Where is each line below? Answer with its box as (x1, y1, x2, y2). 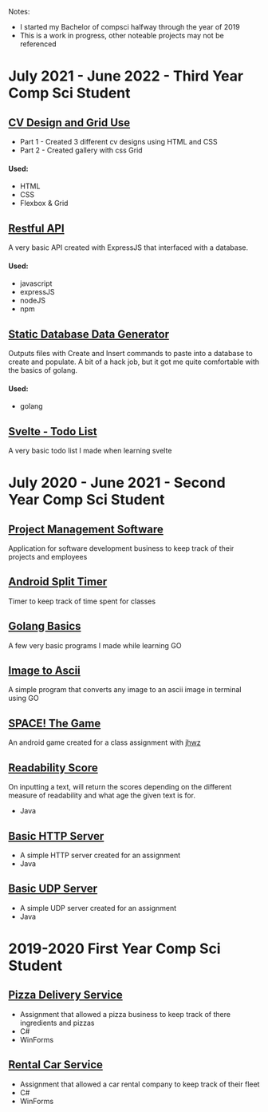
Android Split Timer (8, 575, 108, 589)
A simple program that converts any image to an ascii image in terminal (8, 685, 242, 695)
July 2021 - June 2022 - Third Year (8, 67, 244, 85)
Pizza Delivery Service (8, 988, 124, 1002)
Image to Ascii (8, 664, 81, 678)
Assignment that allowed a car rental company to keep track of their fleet (19, 1079, 260, 1089)
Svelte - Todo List (8, 425, 97, 438)
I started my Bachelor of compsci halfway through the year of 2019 (19, 22, 241, 31)
